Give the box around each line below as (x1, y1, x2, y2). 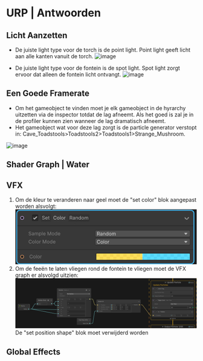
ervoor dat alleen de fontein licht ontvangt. (14, 71, 121, 78)
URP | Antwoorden (6, 6, 101, 20)
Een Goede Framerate (6, 88, 89, 99)
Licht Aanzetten (6, 30, 68, 41)
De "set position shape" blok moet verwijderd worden (14, 329, 149, 336)
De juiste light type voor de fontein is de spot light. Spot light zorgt (14, 64, 180, 71)
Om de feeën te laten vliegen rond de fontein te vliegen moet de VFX (14, 265, 186, 273)
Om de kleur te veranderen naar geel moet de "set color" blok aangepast (14, 196, 197, 204)
